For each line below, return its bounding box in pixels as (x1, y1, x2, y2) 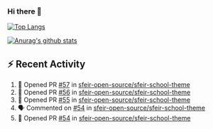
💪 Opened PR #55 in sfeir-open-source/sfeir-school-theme (17, 96, 190, 104)
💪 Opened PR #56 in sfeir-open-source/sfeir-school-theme (17, 88, 191, 97)
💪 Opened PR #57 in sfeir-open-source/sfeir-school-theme (17, 81, 190, 89)
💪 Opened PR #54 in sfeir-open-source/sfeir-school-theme (17, 114, 191, 123)
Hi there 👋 (7, 6, 43, 16)
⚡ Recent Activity (7, 58, 86, 70)
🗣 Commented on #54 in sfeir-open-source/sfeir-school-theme (17, 103, 206, 113)
